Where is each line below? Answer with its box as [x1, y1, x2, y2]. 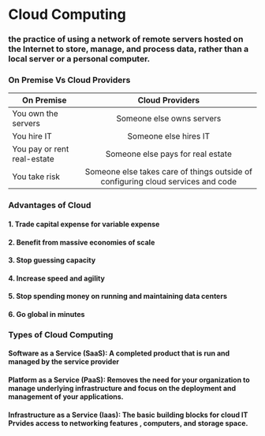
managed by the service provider [8, 357, 120, 367]
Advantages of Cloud [8, 199, 91, 211]
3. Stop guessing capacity [8, 255, 96, 265]
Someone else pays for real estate [105, 148, 233, 159]
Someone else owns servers [116, 113, 222, 124]
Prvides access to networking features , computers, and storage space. [8, 418, 248, 427]
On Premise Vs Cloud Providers [8, 75, 131, 86]
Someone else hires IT [127, 131, 211, 142]
